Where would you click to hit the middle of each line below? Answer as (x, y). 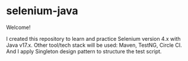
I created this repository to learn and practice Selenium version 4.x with (93, 38)
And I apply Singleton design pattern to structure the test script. (84, 51)
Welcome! (18, 27)
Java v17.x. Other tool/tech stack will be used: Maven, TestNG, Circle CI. (94, 45)
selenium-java (42, 11)
